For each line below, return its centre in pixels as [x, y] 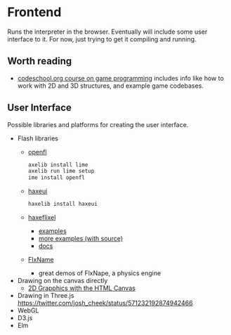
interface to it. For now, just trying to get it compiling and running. [102, 39]
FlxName [41, 260]
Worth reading [40, 61]
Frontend [34, 12]
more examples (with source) [81, 239]
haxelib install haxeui [63, 204]
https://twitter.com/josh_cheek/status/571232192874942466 [105, 303]
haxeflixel [42, 218]
